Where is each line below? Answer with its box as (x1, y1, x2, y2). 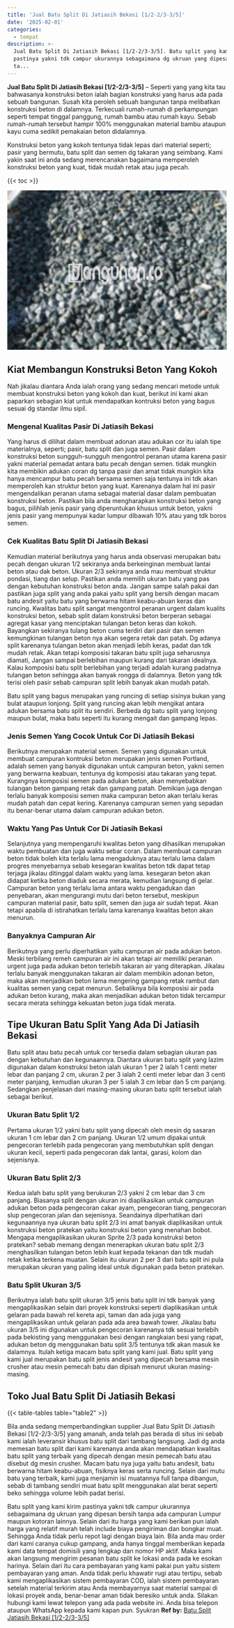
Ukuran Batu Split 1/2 (7, 1110, 80, 1120)
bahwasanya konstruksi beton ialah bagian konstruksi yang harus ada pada (7, 90, 223, 98)
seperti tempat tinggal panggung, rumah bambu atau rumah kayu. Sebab (7, 112, 217, 121)
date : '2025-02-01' (7, 18, 64, 26)
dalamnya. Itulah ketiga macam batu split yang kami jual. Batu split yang (7, 1348, 214, 1356)
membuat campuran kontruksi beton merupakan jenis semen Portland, (7, 754, 210, 762)
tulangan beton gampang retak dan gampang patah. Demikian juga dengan (7, 784, 223, 792)
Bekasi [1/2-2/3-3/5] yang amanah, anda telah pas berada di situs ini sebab (7, 1429, 224, 1438)
